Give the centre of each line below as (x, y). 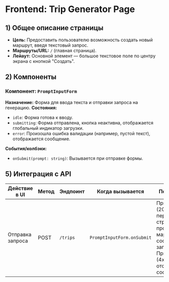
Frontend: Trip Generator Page (70, 9)
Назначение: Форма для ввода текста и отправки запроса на (72, 102)
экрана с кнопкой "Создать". (44, 61)
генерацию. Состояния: (31, 108)
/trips (67, 238)
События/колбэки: (26, 148)
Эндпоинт (72, 191)
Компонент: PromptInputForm (41, 91)
